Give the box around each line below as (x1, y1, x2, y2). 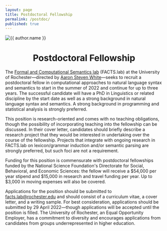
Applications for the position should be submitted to (5, 188, 112, 194)
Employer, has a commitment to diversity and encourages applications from (5, 215, 161, 221)
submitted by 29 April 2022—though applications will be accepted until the (5, 204, 159, 210)
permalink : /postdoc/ (5, 16, 50, 21)
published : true (5, 21, 39, 26)
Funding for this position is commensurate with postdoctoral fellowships (5, 157, 153, 163)
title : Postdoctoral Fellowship (5, 12, 72, 17)
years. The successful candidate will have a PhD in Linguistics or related (5, 90, 154, 96)
